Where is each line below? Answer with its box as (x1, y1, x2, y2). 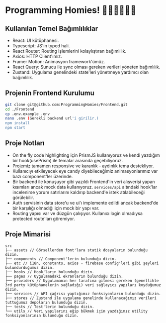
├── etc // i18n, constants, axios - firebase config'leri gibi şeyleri (5, 261, 159, 266)
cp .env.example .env (5, 111, 50, 116)
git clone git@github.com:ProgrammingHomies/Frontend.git (5, 102, 128, 107)
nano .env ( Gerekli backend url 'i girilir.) (5, 116, 99, 121)
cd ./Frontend (5, 107, 35, 111)
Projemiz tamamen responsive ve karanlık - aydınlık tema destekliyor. (12, 163, 154, 169)
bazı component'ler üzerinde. (12, 173, 73, 179)
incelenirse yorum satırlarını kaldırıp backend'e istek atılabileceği (12, 189, 145, 195)
